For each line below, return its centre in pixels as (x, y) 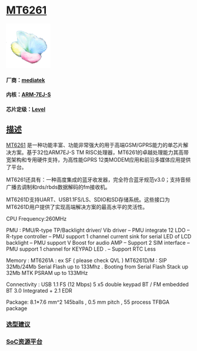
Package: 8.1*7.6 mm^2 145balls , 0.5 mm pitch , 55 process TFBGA (88, 302)
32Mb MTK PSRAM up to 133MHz (47, 273)
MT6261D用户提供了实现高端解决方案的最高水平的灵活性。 (77, 206)
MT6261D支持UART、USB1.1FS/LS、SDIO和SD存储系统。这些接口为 (88, 199)
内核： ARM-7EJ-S (29, 94)
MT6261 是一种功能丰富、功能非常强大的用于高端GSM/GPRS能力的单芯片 (95, 145)
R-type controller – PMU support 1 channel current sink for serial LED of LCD (99, 236)
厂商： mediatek (26, 80)
